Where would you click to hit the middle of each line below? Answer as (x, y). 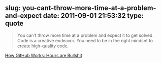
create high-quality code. (43, 46)
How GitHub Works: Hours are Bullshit (44, 55)
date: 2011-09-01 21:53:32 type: (94, 16)
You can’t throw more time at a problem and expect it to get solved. (85, 35)
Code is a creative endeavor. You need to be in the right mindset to (85, 40)
